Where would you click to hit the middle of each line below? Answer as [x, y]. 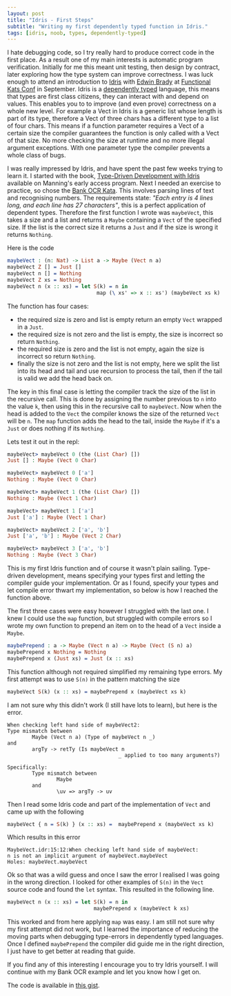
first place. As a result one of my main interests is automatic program [105, 60]
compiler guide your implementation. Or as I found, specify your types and [113, 583]
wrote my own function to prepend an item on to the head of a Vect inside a [114, 625]
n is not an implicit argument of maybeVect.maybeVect [88, 856]
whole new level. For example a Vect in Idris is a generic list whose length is [115, 111]
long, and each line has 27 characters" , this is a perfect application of [107, 205]
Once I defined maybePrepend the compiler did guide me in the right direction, [116, 944]
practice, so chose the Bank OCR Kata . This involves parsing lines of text [111, 191]
